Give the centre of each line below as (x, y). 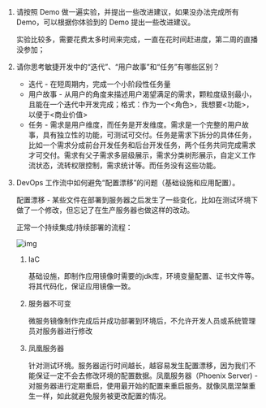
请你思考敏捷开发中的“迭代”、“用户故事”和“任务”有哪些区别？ (118, 67)
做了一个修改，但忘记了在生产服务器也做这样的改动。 (105, 210)
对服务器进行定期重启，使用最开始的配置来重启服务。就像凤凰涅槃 (138, 386)
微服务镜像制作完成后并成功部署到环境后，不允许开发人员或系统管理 (142, 321)
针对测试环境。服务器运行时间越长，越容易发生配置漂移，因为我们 (138, 365)
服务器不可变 (49, 304)
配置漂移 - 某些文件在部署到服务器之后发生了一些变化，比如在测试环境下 (137, 200)
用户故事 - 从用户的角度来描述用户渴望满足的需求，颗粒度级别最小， (142, 94)
